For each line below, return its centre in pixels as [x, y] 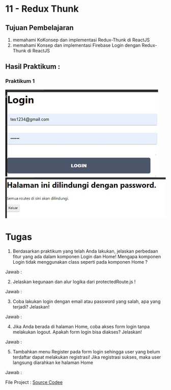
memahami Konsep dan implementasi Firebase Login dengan [77, 45]
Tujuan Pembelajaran [39, 28]
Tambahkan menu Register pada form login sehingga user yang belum [86, 351]
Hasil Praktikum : [33, 67]
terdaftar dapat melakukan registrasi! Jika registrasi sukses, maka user [87, 357]
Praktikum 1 [20, 81]
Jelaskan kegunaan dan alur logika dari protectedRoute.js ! [74, 282]
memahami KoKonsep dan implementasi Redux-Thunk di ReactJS [81, 40]
